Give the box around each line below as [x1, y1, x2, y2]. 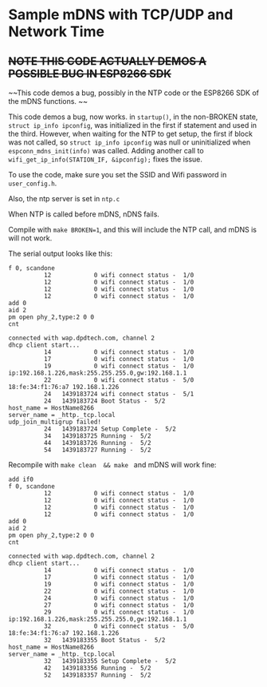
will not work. [8, 233, 53, 243]
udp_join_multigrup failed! [8, 418, 102, 426]
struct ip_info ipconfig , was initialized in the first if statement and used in [8, 121, 257, 129]
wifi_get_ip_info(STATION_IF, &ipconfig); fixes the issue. [8, 154, 203, 164]
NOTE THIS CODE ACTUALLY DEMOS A [8, 54, 207, 68]
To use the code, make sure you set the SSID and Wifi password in [8, 170, 227, 179]
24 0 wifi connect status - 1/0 [43, 594, 194, 602]
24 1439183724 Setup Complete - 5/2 [43, 425, 177, 433]
